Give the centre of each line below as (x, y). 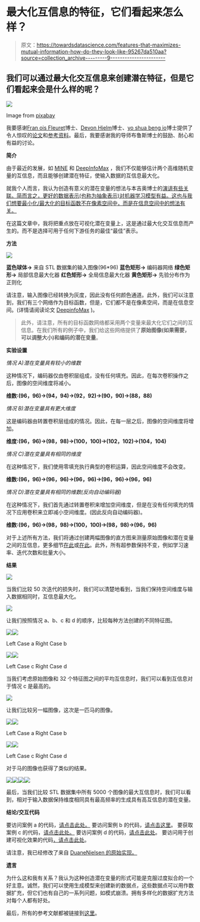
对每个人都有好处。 (30, 900)
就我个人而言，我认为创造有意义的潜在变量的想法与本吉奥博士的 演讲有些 (95, 188)
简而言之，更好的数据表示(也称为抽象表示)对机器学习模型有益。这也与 (102, 195)
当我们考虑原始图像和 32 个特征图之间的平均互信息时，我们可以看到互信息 (97, 678)
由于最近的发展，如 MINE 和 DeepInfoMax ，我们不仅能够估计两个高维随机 (97, 168)
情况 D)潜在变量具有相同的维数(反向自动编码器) (64, 492)
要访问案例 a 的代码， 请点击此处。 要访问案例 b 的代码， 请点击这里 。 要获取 (100, 825)
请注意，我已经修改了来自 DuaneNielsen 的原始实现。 (72, 852)
